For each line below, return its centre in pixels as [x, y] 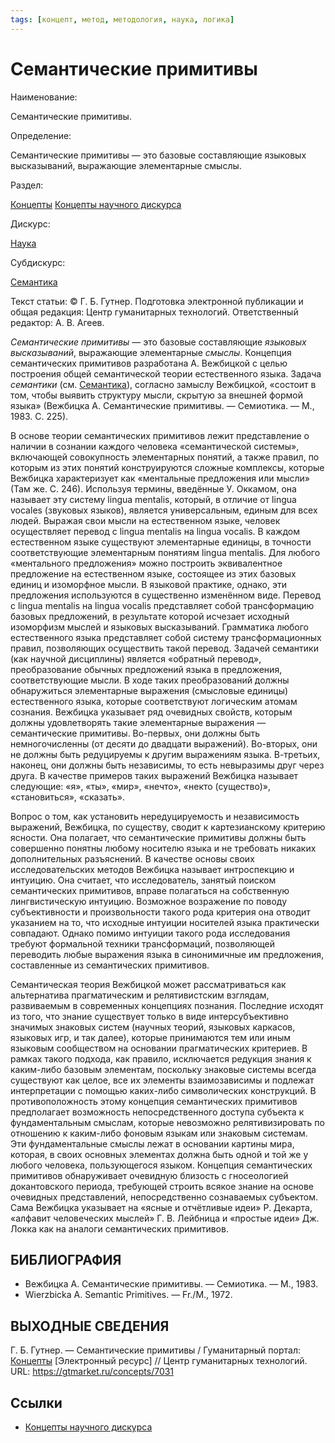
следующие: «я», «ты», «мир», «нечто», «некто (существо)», [140, 786]
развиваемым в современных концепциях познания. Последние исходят [167, 1005]
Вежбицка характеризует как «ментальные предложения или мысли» [160, 478]
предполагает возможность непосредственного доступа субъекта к [157, 1112]
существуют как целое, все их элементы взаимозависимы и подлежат [162, 1080]
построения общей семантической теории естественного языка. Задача [166, 373]
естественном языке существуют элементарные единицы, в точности [161, 542]
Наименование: [44, 97]
